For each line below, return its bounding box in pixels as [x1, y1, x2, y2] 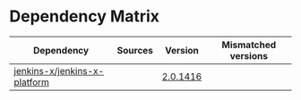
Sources [116, 44, 154, 56]
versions [229, 49, 269, 62]
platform [13, 76, 49, 88]
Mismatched [221, 38, 277, 51]
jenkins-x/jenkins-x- [13, 64, 105, 77]
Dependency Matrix [9, 6, 159, 27]
